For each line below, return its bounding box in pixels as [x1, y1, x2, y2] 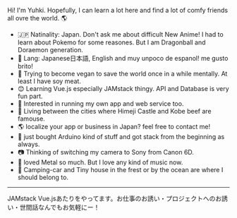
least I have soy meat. [17, 77, 81, 85]
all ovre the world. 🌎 [7, 14, 68, 22]
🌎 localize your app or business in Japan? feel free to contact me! [17, 123, 211, 131]
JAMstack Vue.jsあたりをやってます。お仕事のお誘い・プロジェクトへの [7, 194, 216, 202]
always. [17, 140, 40, 148]
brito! [17, 62, 34, 70]
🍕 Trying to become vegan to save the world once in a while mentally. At [17, 70, 228, 78]
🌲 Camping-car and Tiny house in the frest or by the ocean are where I [17, 166, 224, 174]
